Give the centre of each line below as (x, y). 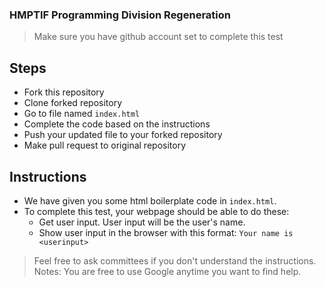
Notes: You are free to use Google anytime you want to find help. (167, 271)
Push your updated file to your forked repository (123, 135)
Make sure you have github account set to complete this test (158, 37)
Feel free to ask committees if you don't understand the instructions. (175, 260)
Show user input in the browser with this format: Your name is (166, 232)
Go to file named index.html (82, 114)
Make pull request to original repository (105, 145)
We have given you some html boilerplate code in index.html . (150, 200)
